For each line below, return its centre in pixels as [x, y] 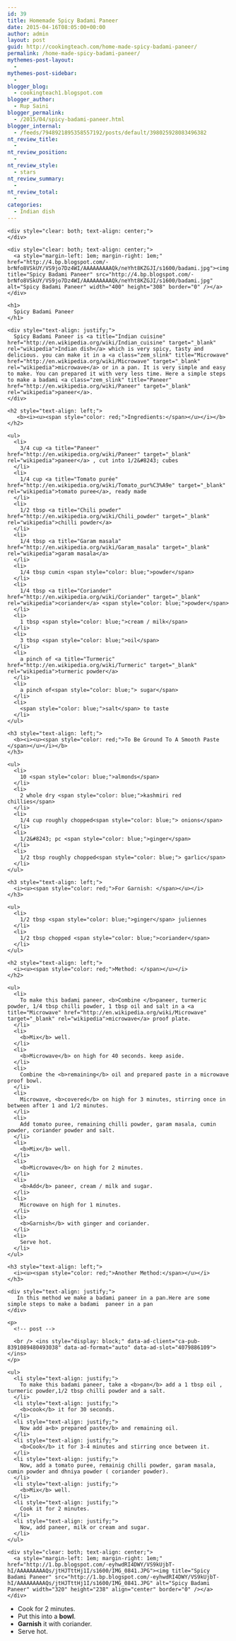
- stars [25, 172]
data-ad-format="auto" [98, 1348]
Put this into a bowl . [47, 1616]
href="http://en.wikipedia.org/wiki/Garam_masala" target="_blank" [109, 547]
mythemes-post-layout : [41, 60]
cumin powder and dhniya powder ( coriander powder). [88, 1472]
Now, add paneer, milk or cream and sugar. [85, 1527]
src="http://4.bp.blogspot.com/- [145, 274]
